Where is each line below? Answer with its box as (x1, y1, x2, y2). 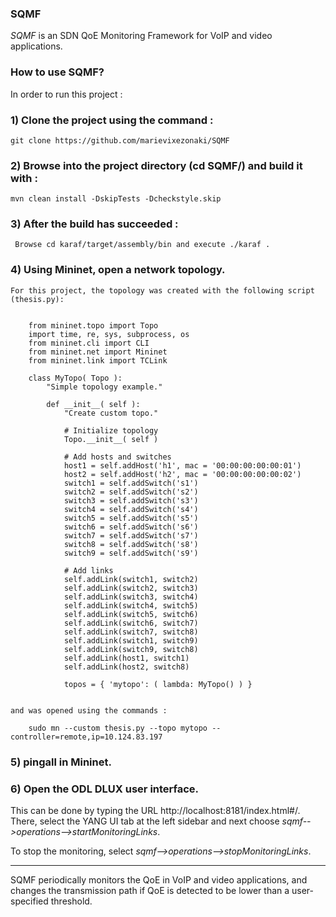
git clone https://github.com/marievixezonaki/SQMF (10, 135, 230, 146)
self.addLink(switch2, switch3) (63, 583, 199, 593)
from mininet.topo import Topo (28, 320, 159, 331)
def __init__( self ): (46, 399, 141, 409)
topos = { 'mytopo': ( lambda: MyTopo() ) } (63, 679, 253, 689)
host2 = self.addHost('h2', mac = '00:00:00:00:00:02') (63, 469, 302, 479)
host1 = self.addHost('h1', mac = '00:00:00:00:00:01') (63, 460, 302, 471)
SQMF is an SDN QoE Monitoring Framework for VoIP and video (10, 30, 273, 42)
